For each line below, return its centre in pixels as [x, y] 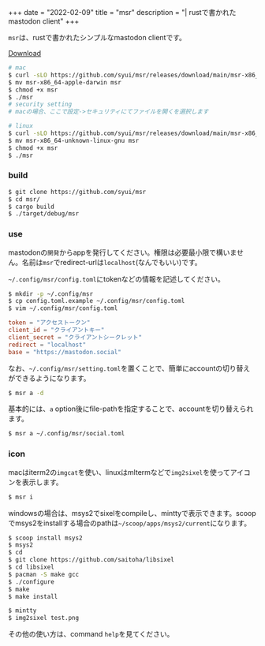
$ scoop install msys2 [45, 538]
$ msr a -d [26, 393]
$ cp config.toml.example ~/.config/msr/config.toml [97, 301]
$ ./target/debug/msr [44, 214]
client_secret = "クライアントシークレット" [75, 337]
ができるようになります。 [49, 378]
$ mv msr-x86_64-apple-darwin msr [65, 82]
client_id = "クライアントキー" [56, 330]
